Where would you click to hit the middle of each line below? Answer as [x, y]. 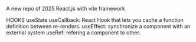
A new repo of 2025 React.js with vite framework [66, 9]
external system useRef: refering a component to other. [73, 33]
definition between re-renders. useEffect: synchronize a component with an [98, 26]
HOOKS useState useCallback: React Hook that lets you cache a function [95, 20]
